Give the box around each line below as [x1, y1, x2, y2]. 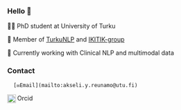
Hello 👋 [7, 6, 32, 16]
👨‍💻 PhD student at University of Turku [7, 22, 116, 30]
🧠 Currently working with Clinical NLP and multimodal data [7, 48, 175, 57]
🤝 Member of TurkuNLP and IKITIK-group [7, 35, 125, 44]
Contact [7, 66, 35, 75]
